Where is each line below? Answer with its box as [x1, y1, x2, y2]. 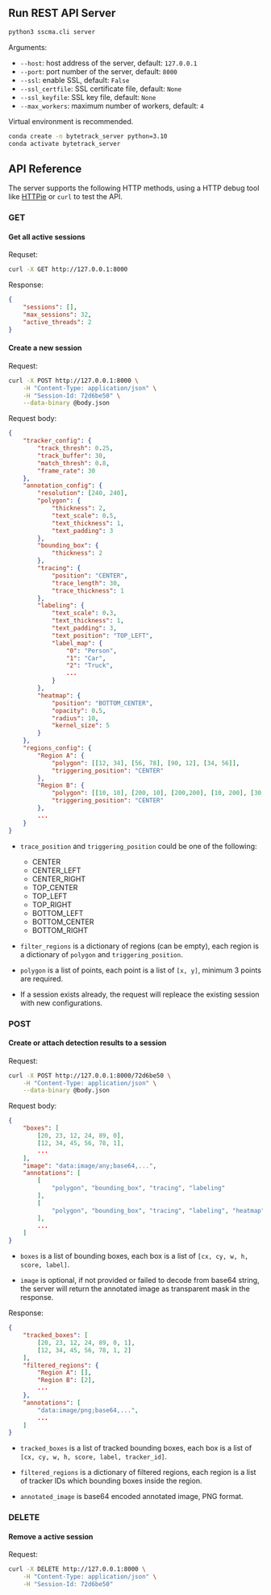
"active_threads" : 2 [23, 318, 92, 326]
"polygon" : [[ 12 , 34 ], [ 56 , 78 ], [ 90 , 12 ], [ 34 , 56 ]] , [51, 759, 240, 767]
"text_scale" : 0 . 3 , [51, 609, 117, 618]
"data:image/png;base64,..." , [37, 1406, 139, 1414]
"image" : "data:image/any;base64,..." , [23, 1161, 157, 1170]
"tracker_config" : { [23, 437, 92, 445]
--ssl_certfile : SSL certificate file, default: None [19, 84, 182, 94]
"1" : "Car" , [65, 654, 106, 662]
